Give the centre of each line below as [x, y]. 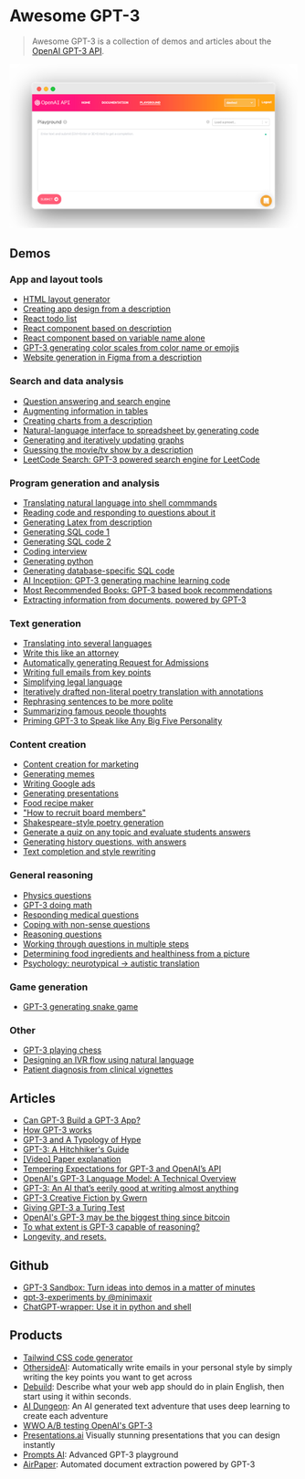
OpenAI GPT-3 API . [68, 50]
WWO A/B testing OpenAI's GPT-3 [88, 1425]
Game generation [49, 987]
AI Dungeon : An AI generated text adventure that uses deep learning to [156, 1406]
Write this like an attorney [71, 653]
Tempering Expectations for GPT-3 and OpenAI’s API [122, 1169]
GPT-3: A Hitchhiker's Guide [76, 1149]
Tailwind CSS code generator [78, 1358]
